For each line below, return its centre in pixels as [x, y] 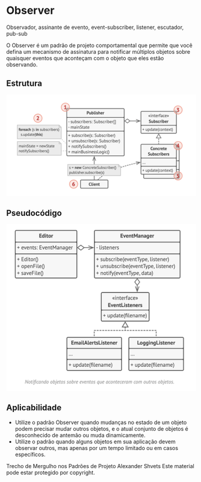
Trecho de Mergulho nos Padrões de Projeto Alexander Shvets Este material [100, 466]
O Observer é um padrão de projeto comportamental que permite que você [99, 45]
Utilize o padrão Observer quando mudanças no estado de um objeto [101, 422]
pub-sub [17, 33]
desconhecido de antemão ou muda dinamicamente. [80, 435]
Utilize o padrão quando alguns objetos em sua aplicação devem [95, 442]
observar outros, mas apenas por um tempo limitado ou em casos [97, 448]
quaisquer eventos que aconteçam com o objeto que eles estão [85, 58]
